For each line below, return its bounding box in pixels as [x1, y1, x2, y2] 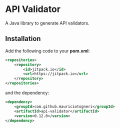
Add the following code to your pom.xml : [5, 47, 90, 53]
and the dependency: [5, 90, 49, 95]
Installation [5, 34, 41, 43]
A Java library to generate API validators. [5, 20, 89, 26]
